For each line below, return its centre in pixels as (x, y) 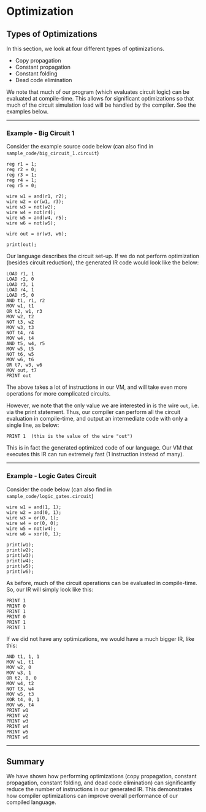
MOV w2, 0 (19, 667)
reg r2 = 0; (21, 170)
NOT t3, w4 (20, 689)
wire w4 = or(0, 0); (33, 523)
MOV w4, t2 (20, 683)
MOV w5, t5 (20, 349)
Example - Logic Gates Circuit (51, 476)
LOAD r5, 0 (20, 296)
